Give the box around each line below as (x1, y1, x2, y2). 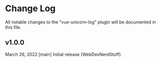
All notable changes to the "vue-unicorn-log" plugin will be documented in (5, 19, 156, 25)
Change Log (5, 3, 56, 14)
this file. (5, 24, 21, 30)
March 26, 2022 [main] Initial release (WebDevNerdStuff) (5, 51, 121, 57)
